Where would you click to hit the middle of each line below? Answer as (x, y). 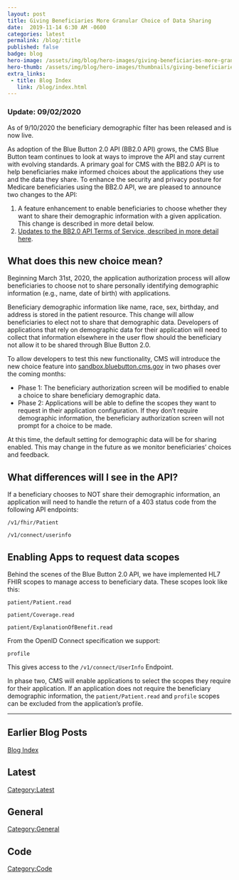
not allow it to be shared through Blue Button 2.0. (79, 345)
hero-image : (25, 61)
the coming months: (37, 374)
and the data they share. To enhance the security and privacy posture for (115, 179)
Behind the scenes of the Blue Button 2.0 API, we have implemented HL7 (114, 574)
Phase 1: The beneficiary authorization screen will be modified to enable (123, 388)
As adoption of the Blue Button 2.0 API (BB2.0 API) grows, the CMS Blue (113, 149)
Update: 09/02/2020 (44, 112)
